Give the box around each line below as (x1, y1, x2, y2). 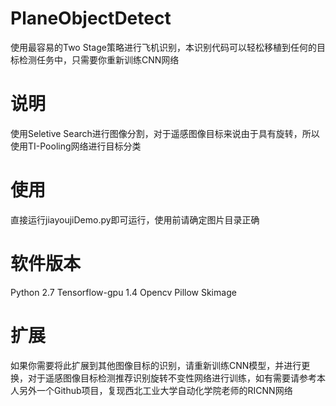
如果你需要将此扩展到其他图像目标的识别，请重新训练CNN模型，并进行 (10, 359, 302, 371)
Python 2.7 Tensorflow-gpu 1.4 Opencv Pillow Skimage (10, 286, 237, 298)
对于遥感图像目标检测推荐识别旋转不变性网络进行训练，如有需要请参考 (27, 372, 317, 384)
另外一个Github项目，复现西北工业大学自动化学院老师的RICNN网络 (18, 384, 293, 396)
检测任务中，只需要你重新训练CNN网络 (18, 53, 180, 66)
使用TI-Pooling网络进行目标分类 (10, 140, 142, 152)
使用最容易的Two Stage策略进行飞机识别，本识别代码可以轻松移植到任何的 (10, 41, 317, 53)
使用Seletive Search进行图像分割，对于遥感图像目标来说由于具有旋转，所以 (10, 127, 320, 139)
